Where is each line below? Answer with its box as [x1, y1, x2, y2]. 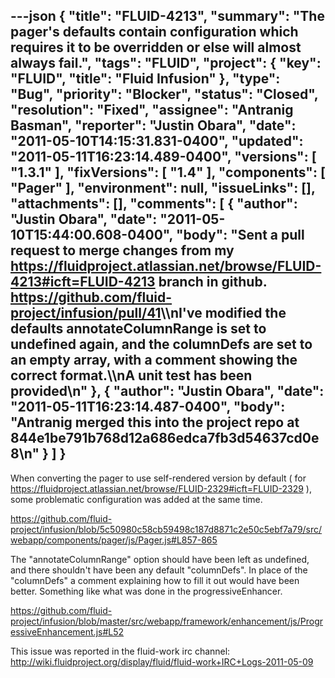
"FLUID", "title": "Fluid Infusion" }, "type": [10, 70, 281, 88]
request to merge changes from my [10, 242, 235, 259]
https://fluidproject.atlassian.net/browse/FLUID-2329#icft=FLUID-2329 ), [10, 482, 312, 494]
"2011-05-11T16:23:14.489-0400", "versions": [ [10, 149, 317, 166]
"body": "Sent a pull [175, 227, 305, 244]
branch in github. [158, 274, 268, 291]
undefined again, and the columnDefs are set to [10, 336, 313, 353]
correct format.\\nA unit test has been [10, 367, 253, 384]
